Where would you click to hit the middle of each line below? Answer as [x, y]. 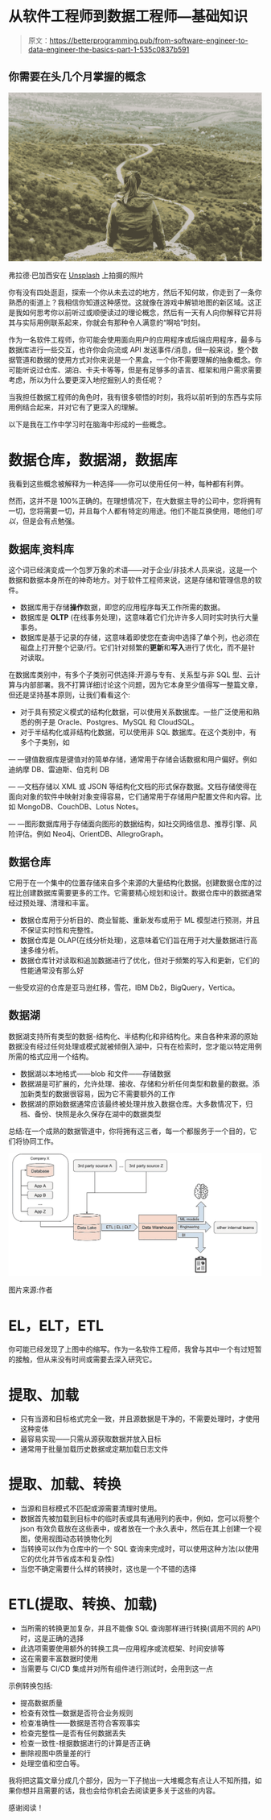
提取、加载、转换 [65, 1485]
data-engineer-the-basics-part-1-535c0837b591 [109, 49]
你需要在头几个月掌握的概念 [77, 77]
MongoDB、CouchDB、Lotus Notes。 [80, 807]
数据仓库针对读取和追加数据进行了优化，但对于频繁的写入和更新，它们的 [140, 960]
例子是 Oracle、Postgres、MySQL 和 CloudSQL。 [116, 722]
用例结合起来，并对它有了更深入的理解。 [75, 407]
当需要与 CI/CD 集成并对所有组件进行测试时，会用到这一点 [117, 1668]
